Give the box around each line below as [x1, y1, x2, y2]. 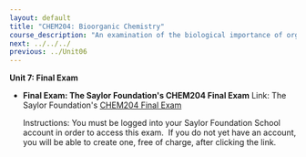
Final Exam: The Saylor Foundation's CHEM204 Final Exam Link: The [22, 90, 287, 101]
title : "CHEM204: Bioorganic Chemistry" [9, 22, 166, 31]
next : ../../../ [9, 38, 71, 48]
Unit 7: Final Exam [9, 72, 79, 83]
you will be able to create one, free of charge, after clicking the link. [22, 137, 277, 148]
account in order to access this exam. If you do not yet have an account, [22, 127, 297, 138]
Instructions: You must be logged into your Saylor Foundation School [22, 118, 280, 129]
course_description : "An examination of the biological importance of [9, 30, 283, 39]
